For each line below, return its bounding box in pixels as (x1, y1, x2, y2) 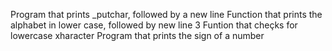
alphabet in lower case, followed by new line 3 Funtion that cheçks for (10, 19, 298, 31)
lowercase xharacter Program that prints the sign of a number (10, 30, 265, 41)
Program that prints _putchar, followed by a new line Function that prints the (10, 9, 323, 20)
